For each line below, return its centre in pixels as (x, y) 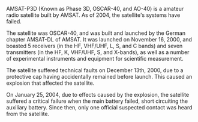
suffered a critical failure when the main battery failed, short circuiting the (97, 101)
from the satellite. (28, 114)
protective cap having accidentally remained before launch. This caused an (99, 77)
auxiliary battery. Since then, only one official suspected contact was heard (99, 107)
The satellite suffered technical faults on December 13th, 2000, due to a (95, 70)
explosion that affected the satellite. (50, 83)
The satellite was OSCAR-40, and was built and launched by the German (96, 33)
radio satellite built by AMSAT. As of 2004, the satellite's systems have (93, 15)
